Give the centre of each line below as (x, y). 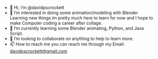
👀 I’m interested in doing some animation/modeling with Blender (74, 13)
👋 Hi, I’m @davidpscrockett (37, 8)
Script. (16, 33)
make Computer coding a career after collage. (56, 23)
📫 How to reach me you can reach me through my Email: (67, 44)
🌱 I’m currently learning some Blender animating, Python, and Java (77, 28)
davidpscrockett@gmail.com (38, 51)
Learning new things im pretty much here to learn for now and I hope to (81, 18)
